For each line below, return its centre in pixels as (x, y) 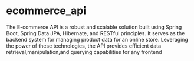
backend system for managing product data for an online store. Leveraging (97, 39)
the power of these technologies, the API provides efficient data (84, 46)
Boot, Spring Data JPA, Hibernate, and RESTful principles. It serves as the (96, 33)
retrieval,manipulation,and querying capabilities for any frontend (84, 52)
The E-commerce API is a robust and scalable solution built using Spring (94, 27)
